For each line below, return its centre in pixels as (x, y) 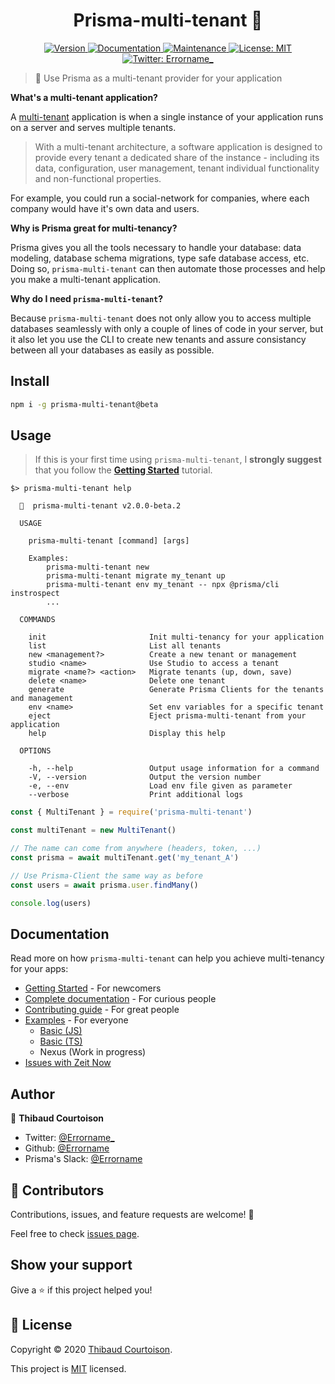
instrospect (35, 594)
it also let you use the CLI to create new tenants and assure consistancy (158, 339)
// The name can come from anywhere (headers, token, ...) (136, 849)
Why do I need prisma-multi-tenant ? (87, 298)
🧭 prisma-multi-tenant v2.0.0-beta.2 (100, 506)
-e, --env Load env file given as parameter (160, 786)
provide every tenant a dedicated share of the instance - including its (177, 157)
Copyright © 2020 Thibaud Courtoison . (91, 1349)
